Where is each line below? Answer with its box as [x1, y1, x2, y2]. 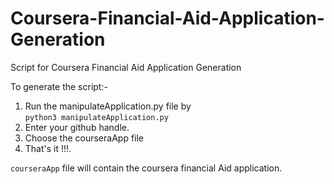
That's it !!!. [24, 142, 72, 154]
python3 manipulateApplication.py [24, 112, 169, 122]
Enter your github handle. [24, 121, 130, 133]
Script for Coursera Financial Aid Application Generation [10, 61, 242, 73]
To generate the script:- [10, 80, 108, 92]
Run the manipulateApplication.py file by [24, 100, 192, 112]
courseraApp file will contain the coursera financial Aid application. [10, 162, 283, 174]
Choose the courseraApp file [24, 132, 145, 144]
